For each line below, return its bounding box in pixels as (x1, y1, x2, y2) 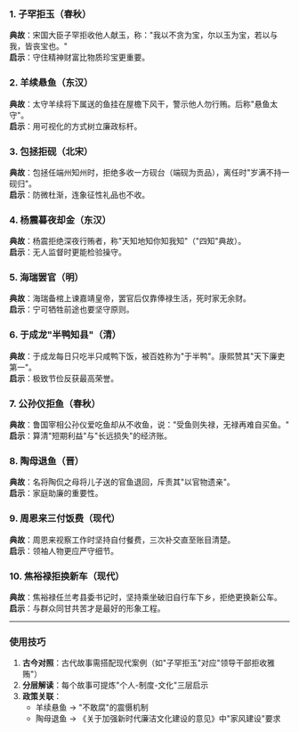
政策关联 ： (21, 691, 62, 702)
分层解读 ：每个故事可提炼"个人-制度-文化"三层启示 (21, 679, 209, 691)
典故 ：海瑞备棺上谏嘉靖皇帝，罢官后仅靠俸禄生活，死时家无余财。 (9, 293, 251, 304)
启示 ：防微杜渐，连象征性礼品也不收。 (9, 189, 149, 199)
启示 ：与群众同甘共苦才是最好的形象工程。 (9, 603, 166, 614)
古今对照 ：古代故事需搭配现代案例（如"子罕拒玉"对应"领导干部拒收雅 (21, 657, 276, 669)
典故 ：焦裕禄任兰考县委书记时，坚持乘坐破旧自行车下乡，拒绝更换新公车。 (9, 591, 282, 602)
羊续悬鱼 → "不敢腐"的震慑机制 (35, 702, 149, 713)
